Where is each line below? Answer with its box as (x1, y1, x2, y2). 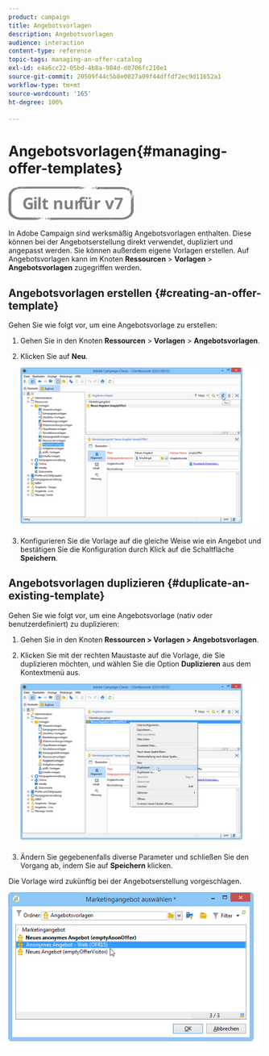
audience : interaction (8, 39, 85, 47)
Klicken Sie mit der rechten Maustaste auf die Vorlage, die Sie (19, 650, 226, 660)
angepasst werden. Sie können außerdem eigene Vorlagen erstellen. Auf (8, 246, 250, 256)
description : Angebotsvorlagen (8, 30, 114, 38)
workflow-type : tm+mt (8, 81, 81, 89)
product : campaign (8, 13, 70, 21)
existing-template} (8, 589, 106, 603)
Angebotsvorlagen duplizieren (8, 577, 165, 591)
